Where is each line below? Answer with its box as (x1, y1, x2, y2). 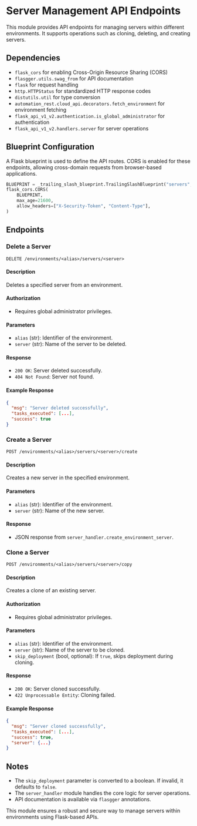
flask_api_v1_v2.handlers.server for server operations (14, 125, 149, 132)
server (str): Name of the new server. (14, 507, 105, 514)
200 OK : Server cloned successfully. (14, 685, 101, 692)
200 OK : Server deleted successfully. (14, 367, 103, 374)
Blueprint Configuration (6, 142, 95, 152)
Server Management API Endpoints (6, 4, 181, 18)
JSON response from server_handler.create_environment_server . (14, 533, 174, 540)
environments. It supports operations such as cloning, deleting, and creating (6, 29, 191, 36)
